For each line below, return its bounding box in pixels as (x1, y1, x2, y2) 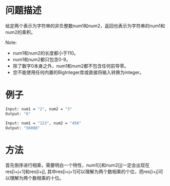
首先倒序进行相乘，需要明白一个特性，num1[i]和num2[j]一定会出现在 (5, 162, 150, 169)
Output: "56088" (5, 125, 40, 131)
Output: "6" (5, 111, 31, 116)
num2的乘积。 (5, 29, 36, 35)
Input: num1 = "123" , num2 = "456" (5, 120, 82, 126)
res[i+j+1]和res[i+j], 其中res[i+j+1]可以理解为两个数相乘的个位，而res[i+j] (5, 169, 159, 175)
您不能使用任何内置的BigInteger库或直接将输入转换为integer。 (12, 69, 144, 75)
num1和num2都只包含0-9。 (12, 56, 71, 62)
